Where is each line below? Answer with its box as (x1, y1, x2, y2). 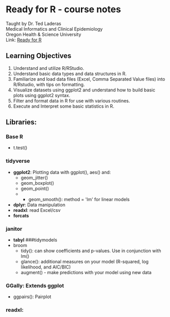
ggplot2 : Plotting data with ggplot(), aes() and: (13, 169, 111, 175)
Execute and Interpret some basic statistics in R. (13, 103, 115, 109)
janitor (6, 225, 22, 232)
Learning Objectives (6, 52, 72, 60)
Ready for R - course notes (6, 4, 121, 15)
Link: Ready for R (6, 37, 42, 43)
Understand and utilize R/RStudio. (13, 65, 84, 71)
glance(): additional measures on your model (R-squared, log (20, 259, 149, 265)
